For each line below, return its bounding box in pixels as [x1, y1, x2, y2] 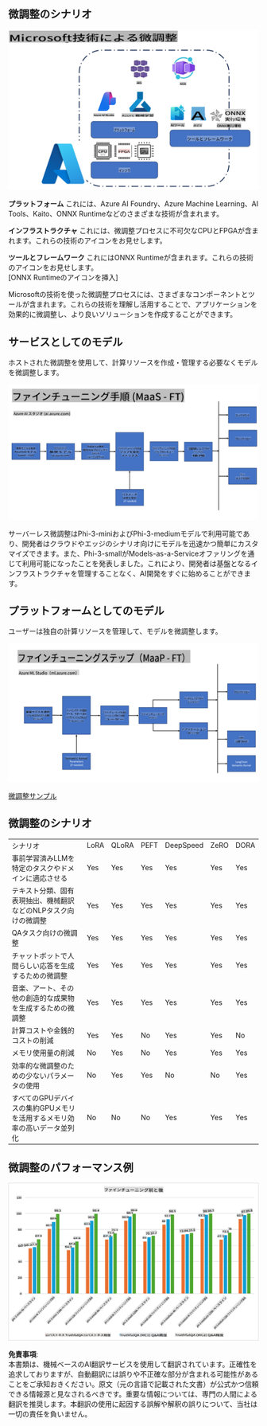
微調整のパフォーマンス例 [8, 1161, 133, 1174]
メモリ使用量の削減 [11, 1048, 75, 1057]
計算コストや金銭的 [11, 1026, 75, 1035]
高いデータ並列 [25, 1123, 75, 1132]
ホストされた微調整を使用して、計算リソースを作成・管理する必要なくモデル [8, 357, 258, 367]
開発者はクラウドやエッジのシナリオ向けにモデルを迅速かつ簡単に [21, 538, 238, 548]
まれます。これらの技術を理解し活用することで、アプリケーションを [35, 299, 258, 309]
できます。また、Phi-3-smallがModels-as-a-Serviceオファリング [29, 549, 241, 558]
